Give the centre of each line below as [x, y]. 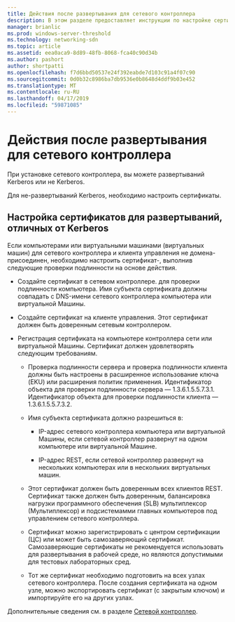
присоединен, [28, 260]
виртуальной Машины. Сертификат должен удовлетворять [106, 345]
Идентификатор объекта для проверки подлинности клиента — [123, 397]
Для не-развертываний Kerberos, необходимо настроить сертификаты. [114, 195]
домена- [203, 253]
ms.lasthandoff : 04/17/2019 [48, 99]
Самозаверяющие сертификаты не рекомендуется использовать [126, 547]
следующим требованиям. [57, 353]
